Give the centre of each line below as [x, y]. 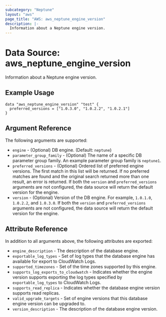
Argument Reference [38, 128]
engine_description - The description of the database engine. [76, 251]
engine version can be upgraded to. [49, 304]
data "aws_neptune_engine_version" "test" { [52, 104]
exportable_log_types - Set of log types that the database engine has [83, 256]
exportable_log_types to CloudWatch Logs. [57, 282]
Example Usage [30, 93]
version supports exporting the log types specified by [67, 277]
